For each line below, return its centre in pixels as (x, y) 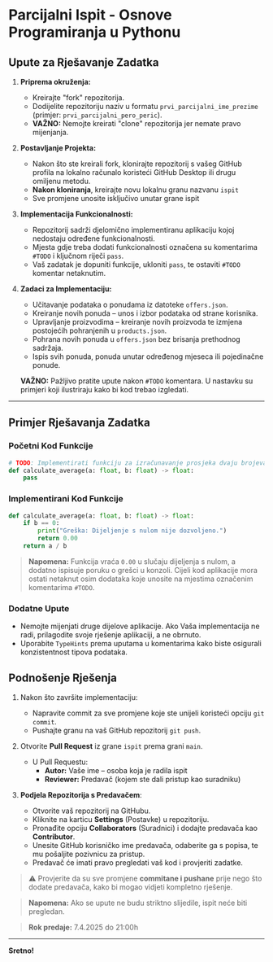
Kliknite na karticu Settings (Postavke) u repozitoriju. (121, 820)
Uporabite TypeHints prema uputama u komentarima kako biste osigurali (141, 644)
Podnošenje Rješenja (63, 678)
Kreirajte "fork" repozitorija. (78, 98)
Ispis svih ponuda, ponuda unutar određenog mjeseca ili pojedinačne (148, 356)
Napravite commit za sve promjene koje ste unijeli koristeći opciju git (148, 713)
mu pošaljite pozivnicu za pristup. (89, 854)
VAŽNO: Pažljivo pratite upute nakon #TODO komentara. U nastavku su (136, 381)
